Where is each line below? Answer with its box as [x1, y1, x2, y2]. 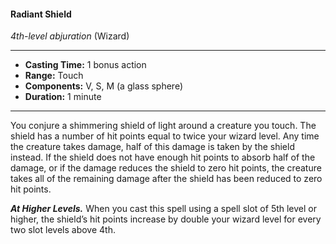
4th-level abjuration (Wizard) [10, 30, 130, 42]
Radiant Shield [10, 8, 72, 20]
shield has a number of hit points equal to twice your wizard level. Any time [10, 130, 320, 142]
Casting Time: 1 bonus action [24, 59, 147, 71]
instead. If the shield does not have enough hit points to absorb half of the [10, 151, 316, 164]
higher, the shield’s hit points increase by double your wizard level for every [10, 213, 322, 225]
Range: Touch [24, 70, 84, 82]
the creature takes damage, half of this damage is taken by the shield [10, 141, 295, 153]
